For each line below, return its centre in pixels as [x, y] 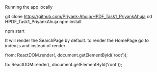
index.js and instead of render [35, 45]
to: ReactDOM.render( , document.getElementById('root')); [64, 64]
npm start [15, 31]
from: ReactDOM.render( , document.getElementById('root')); [66, 55]
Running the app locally [29, 7]
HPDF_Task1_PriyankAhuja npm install [43, 22]
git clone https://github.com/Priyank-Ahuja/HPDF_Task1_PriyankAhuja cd [78, 16]
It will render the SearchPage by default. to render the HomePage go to [77, 40]
